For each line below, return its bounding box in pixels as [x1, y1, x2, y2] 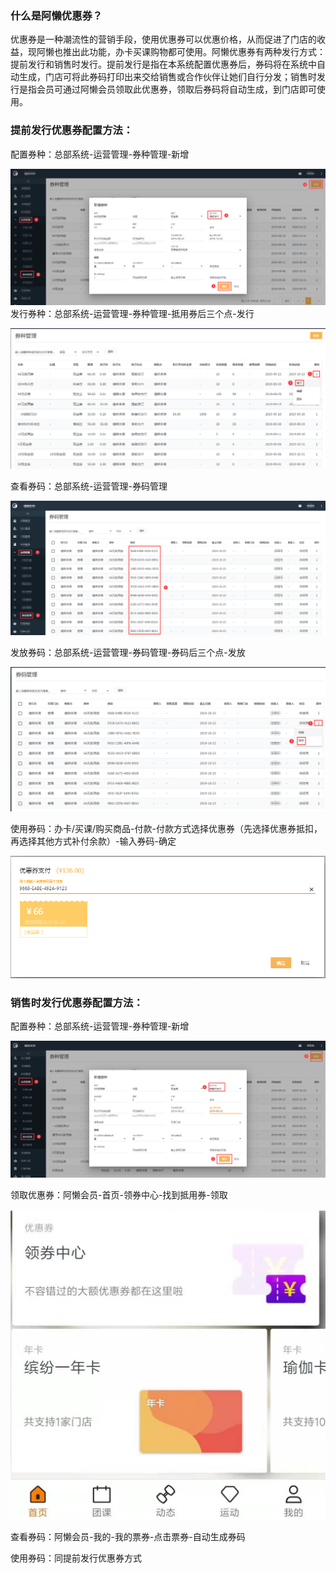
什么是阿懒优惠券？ [10, 8, 103, 22]
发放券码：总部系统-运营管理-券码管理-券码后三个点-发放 [10, 646, 246, 658]
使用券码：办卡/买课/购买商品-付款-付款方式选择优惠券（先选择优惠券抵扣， [10, 822, 323, 834]
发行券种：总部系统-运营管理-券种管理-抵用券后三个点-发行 [10, 308, 255, 320]
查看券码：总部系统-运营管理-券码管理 [10, 480, 168, 492]
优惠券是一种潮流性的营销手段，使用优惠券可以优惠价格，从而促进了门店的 [10, 33, 317, 46]
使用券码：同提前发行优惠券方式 [10, 1552, 142, 1564]
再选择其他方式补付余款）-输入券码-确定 [10, 835, 177, 847]
